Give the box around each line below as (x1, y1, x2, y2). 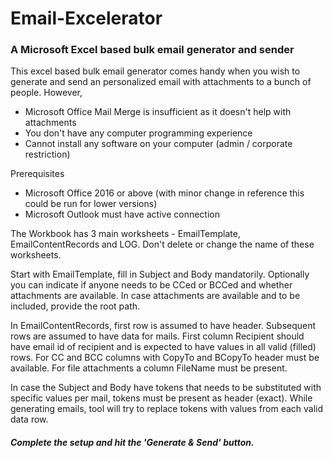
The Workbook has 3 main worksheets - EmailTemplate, (10, 228, 241, 240)
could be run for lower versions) (24, 198, 158, 210)
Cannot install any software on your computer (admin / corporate (24, 138, 293, 150)
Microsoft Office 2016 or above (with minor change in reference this (24, 187, 305, 199)
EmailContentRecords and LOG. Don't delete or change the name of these (10, 238, 315, 251)
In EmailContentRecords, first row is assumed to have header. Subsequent (10, 320, 317, 332)
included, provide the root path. (10, 300, 141, 312)
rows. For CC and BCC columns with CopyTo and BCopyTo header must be (10, 352, 320, 364)
